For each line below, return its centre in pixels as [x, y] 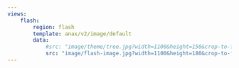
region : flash [54, 27]
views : [17, 14]
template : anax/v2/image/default [83, 34]
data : [41, 40]
